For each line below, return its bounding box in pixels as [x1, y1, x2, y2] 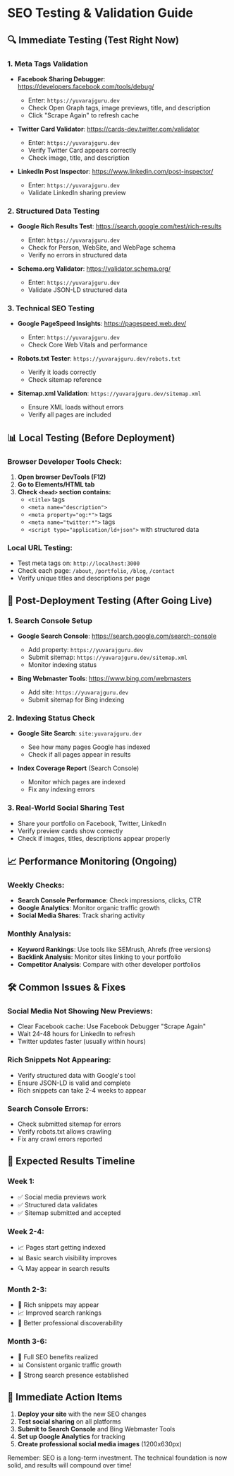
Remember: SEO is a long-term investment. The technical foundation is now [7, 1453, 228, 1462]
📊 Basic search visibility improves [17, 1253, 118, 1262]
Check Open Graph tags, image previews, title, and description [27, 103, 211, 112]
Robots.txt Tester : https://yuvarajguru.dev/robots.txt [17, 354, 181, 363]
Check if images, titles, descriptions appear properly [17, 834, 171, 842]
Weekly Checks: [7, 881, 65, 890]
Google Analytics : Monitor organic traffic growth [17, 904, 160, 912]
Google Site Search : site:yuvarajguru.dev [17, 729, 142, 738]
